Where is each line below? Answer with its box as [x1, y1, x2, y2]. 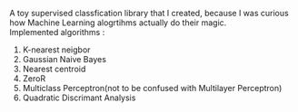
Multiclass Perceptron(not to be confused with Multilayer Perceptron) [22, 83, 283, 93]
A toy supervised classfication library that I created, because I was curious [9, 8, 289, 18]
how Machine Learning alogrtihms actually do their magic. [9, 17, 227, 28]
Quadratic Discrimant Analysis [22, 92, 136, 103]
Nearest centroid [22, 63, 86, 74]
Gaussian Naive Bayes [22, 54, 107, 64]
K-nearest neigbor [22, 44, 91, 55]
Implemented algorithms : [9, 27, 105, 37]
